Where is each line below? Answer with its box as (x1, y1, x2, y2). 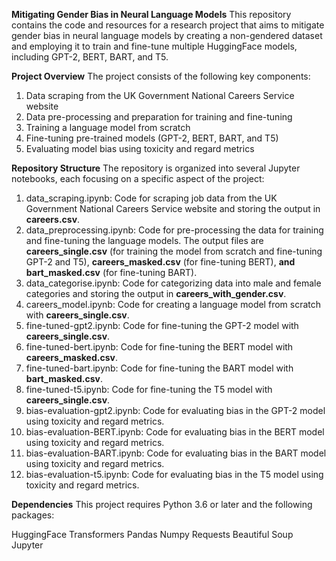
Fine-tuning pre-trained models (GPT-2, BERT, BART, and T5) (25, 132, 279, 144)
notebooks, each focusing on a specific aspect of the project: (11, 173, 265, 184)
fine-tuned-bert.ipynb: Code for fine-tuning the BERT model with (25, 341, 294, 353)
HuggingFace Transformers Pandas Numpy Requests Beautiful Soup (11, 529, 294, 540)
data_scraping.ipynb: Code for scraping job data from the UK (25, 192, 278, 204)
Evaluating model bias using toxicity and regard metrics (25, 143, 255, 154)
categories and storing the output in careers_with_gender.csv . (25, 288, 287, 299)
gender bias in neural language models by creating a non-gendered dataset (11, 30, 323, 41)
